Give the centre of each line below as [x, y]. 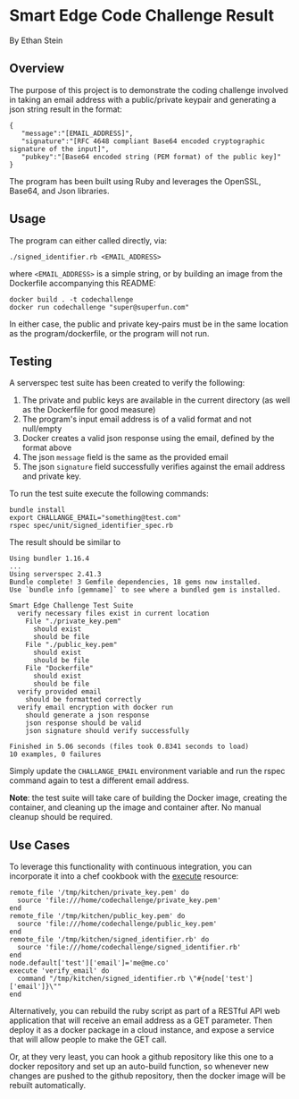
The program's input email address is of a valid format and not [137, 419]
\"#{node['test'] [221, 979]
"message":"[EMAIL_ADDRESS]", [77, 133]
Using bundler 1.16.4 [50, 559]
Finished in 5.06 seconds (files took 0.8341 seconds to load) [129, 747]
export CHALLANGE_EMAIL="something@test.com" [95, 518]
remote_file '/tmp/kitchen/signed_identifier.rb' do [109, 940]
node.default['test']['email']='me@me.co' [89, 963]
